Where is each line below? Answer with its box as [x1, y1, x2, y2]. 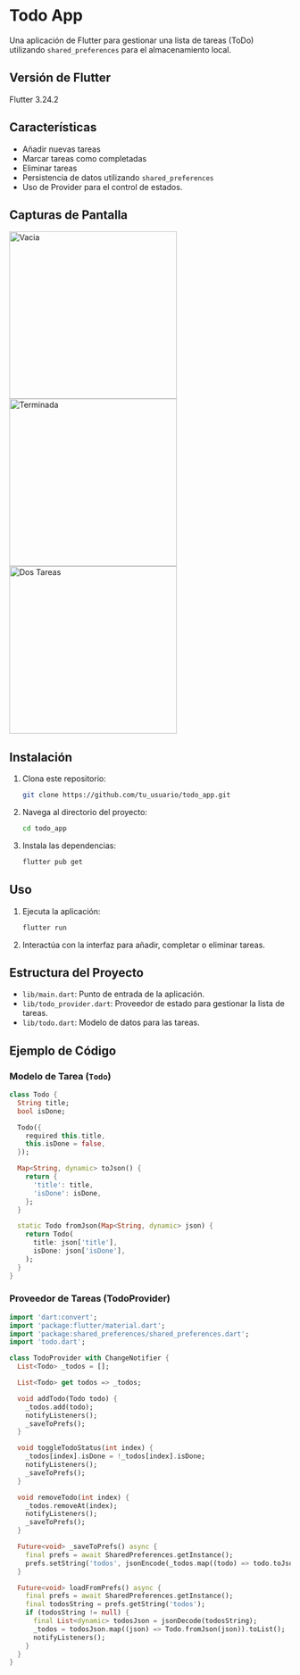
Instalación [9, 749, 73, 764]
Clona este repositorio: [21, 773, 106, 784]
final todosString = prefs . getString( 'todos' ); [25, 1600, 205, 1609]
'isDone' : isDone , [32, 1188, 102, 1197]
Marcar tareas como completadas [21, 153, 147, 163]
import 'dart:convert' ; [9, 1312, 98, 1321]
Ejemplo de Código [9, 1043, 117, 1058]
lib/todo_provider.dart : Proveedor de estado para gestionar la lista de [21, 998, 286, 1009]
